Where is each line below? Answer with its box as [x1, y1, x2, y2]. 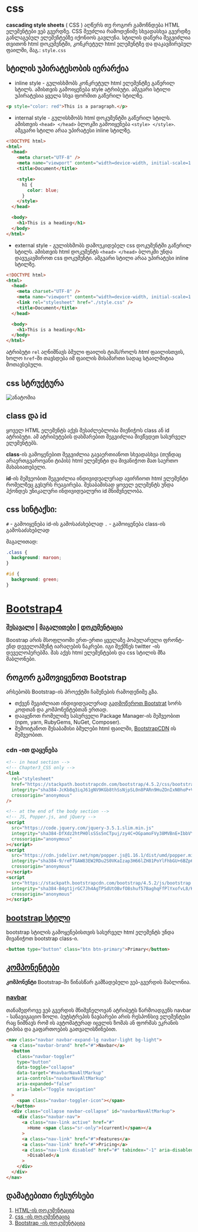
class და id [6, 411, 47, 421]
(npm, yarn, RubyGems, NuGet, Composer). [14, 718, 121, 726]
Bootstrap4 [6, 602, 63, 615]
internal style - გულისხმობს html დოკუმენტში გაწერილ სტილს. [14, 114, 171, 121]
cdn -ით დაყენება [6, 746, 58, 754]
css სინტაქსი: [6, 505, 57, 515]
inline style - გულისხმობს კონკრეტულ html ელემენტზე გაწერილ [14, 79, 175, 86]
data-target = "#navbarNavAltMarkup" [16, 1070, 104, 1076]
